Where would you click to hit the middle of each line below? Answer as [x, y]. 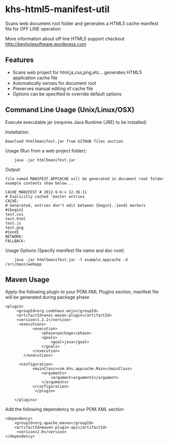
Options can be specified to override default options [67, 94]
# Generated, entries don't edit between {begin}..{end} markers [75, 205]
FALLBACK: [16, 241]
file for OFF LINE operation [33, 28]
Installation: [17, 132]
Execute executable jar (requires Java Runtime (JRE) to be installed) [76, 122]
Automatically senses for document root [54, 83]
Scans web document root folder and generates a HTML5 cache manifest [82, 23]
